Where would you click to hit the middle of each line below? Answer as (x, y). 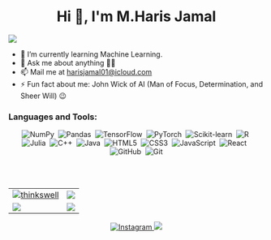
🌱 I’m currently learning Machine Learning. (91, 54)
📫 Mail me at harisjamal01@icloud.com (86, 71)
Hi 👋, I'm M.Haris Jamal (136, 17)
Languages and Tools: (53, 117)
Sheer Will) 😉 (43, 96)
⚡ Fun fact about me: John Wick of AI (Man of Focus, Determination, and (142, 84)
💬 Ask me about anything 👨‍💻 (68, 62)
